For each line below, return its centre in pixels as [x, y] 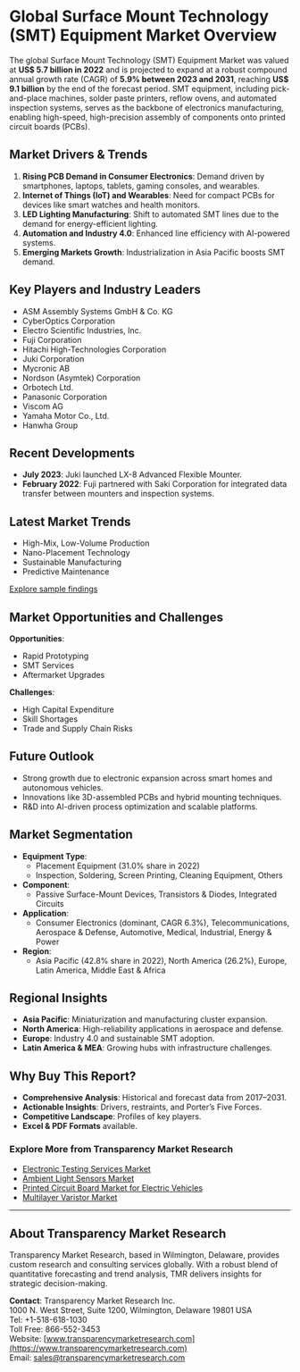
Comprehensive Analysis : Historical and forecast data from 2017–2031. [154, 1098]
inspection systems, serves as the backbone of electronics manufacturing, [146, 107]
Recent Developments [72, 453]
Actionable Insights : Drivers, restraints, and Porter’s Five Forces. [142, 1107]
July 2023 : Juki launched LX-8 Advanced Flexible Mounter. [132, 474]
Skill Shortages [50, 719]
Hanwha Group [50, 425]
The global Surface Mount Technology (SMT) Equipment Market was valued [149, 60]
